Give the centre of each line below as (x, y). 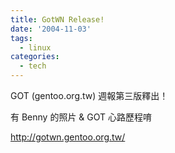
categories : (35, 57)
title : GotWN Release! (57, 19)
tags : (21, 38)
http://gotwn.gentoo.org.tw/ (68, 137)
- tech (33, 66)
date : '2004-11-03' (51, 29)
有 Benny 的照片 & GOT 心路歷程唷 (81, 117)
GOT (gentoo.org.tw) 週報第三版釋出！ (89, 95)
